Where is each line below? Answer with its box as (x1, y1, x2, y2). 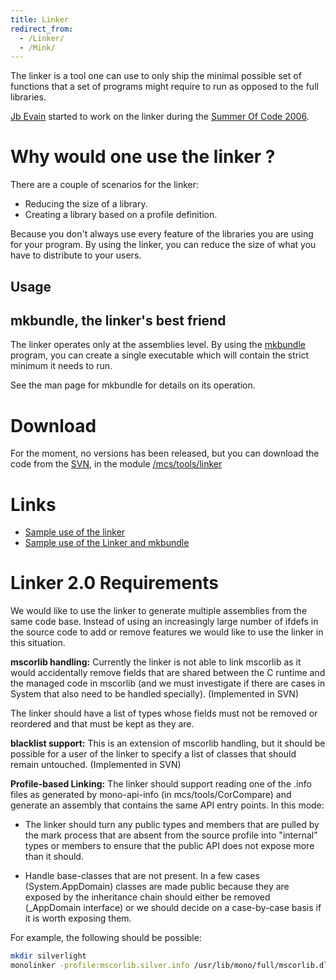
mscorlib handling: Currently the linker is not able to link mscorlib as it (10, 656, 302, 668)
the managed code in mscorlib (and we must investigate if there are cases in (10, 677, 326, 690)
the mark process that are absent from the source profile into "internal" (24, 829, 318, 841)
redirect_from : (10, 24, 74, 34)
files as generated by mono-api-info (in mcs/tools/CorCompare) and (10, 789, 292, 801)
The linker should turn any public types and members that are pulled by (24, 819, 320, 831)
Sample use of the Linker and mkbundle (24, 537, 190, 549)
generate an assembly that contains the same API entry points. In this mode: (10, 799, 325, 811)
